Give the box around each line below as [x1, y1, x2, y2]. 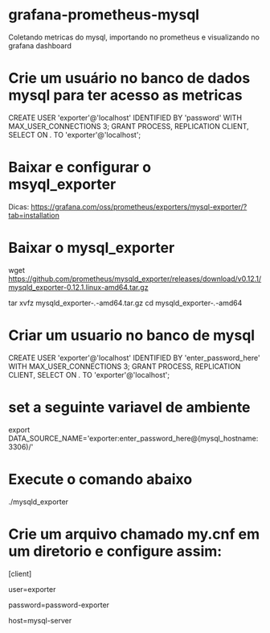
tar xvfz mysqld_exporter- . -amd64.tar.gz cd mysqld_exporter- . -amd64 [8, 298, 243, 308]
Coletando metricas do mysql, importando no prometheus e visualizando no [8, 32, 260, 42]
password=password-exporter [8, 600, 110, 610]
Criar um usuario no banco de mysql [8, 326, 256, 344]
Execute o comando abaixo [8, 470, 193, 488]
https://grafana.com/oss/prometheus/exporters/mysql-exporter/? [31, 201, 247, 211]
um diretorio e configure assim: [8, 542, 223, 561]
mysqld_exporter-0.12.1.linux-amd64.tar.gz [8, 282, 149, 292]
